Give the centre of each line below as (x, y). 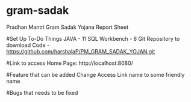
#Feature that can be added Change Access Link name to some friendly (95, 74)
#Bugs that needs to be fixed (42, 92)
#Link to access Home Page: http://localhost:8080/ (70, 63)
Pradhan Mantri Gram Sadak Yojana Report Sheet (67, 27)
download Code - (28, 45)
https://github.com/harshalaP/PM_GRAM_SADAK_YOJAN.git (81, 51)
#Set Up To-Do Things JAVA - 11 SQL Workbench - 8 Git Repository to (93, 38)
